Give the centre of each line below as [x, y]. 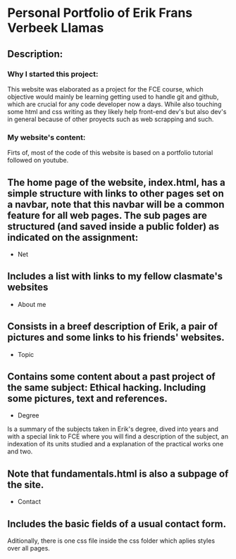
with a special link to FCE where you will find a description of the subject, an [118, 436]
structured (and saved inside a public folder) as [113, 226]
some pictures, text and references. [87, 398]
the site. [26, 485]
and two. [20, 451]
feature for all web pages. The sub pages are [107, 215]
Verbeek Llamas [56, 28]
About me [32, 304]
